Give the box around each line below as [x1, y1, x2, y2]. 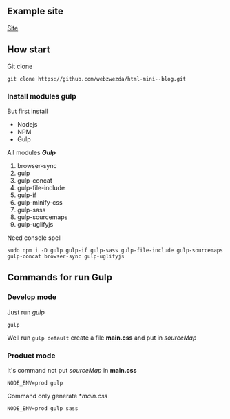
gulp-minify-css [17, 198, 63, 206]
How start [7, 44, 50, 56]
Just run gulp [7, 308, 45, 316]
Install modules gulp [7, 91, 77, 101]
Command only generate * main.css [7, 391, 108, 400]
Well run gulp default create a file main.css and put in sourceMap [7, 334, 197, 342]
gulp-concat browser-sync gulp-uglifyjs [7, 253, 125, 260]
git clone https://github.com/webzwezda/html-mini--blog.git [7, 75, 187, 82]
